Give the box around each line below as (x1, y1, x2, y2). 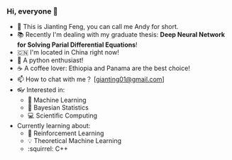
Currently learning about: (16, 122, 91, 130)
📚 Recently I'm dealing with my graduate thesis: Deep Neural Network (16, 30, 225, 39)
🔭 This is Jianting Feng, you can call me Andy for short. (16, 23, 179, 31)
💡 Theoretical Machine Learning (27, 137, 122, 145)
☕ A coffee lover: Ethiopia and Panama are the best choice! (16, 64, 191, 73)
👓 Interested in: (16, 86, 65, 94)
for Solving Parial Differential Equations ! (16, 40, 138, 49)
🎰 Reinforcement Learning (27, 129, 104, 137)
